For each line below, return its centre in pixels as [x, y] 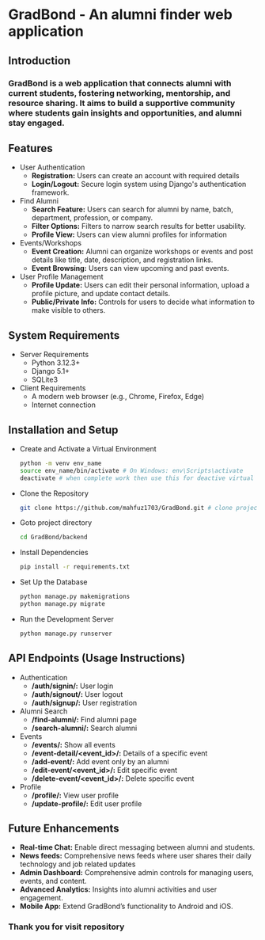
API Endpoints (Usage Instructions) [97, 658]
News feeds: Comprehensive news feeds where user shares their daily [135, 856]
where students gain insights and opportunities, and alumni [125, 112]
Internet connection [64, 405]
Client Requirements [53, 388]
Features [30, 148]
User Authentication [52, 167]
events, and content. [53, 881]
